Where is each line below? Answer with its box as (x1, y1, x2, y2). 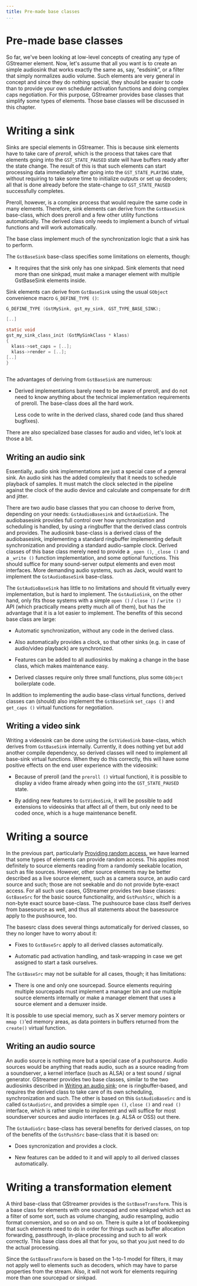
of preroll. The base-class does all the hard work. (14, 400, 134, 407)
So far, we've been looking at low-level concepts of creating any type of (6, 54, 181, 61)
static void (6, 327, 35, 333)
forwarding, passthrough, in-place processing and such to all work (6, 1231, 167, 1238)
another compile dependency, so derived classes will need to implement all (6, 749, 188, 756)
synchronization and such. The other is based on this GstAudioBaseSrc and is (6, 1094, 191, 1101)
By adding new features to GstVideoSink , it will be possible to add (14, 797, 173, 804)
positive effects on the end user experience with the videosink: (6, 762, 158, 769)
